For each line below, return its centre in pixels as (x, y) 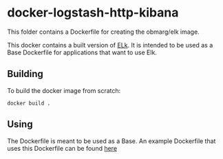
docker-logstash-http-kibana (93, 13)
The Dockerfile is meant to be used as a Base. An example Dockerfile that (111, 141)
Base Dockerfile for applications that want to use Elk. (82, 52)
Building (25, 74)
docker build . (29, 103)
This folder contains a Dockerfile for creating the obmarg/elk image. (103, 32)
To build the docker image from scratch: (64, 90)
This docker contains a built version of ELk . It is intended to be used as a (110, 45)
